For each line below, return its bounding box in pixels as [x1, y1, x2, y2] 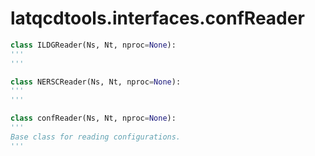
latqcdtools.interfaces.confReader [10, 7, 305, 30]
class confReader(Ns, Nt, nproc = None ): [10, 113, 177, 124]
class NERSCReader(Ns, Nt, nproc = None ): [10, 77, 182, 87]
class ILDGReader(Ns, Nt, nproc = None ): [10, 40, 177, 50]
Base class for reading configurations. [10, 132, 182, 142]
